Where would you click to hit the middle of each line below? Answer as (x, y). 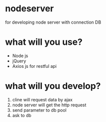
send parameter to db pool (39, 110)
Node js (20, 56)
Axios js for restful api (34, 66)
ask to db (22, 115)
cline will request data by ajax (42, 99)
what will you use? (44, 42)
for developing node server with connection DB (53, 22)
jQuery (19, 61)
